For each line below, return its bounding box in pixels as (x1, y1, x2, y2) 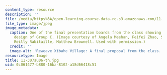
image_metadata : (5, 26, 39, 31)
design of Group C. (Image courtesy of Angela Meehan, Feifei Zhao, (14, 35, 159, 40)
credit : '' (9, 44, 32, 49)
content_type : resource (5, 7, 55, 12)
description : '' (5, 12, 39, 17)
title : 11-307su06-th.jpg (5, 58, 59, 63)
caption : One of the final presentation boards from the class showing (9, 30, 162, 35)
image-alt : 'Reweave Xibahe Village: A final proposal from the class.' (9, 48, 164, 53)
